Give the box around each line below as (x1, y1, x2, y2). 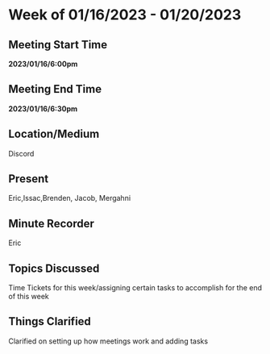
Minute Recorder (8, 216, 94, 231)
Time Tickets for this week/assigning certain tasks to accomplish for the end (8, 283, 263, 293)
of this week (8, 292, 50, 302)
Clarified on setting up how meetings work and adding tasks (8, 336, 208, 346)
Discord (8, 148, 35, 158)
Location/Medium (8, 127, 100, 141)
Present (8, 172, 49, 186)
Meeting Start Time (8, 38, 108, 52)
